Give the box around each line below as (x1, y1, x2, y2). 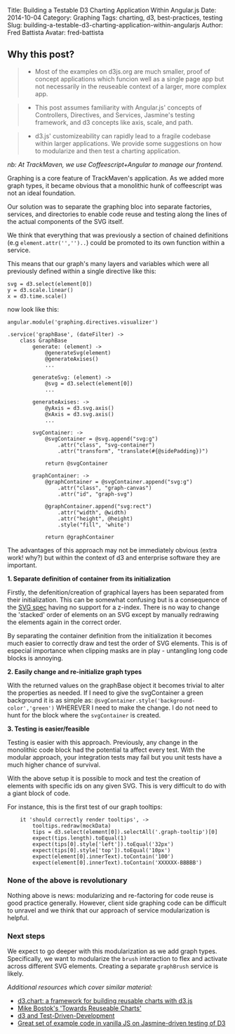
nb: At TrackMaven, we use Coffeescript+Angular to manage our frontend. (7, 160, 223, 168)
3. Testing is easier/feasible (7, 724, 90, 733)
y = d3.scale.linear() (7, 286, 74, 293)
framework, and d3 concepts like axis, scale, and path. (34, 118, 194, 126)
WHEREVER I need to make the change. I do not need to (55, 703, 218, 712)
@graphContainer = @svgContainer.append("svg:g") (44, 478, 193, 485)
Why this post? (7, 48, 75, 60)
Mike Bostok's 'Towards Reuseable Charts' (17, 1004, 142, 1013)
